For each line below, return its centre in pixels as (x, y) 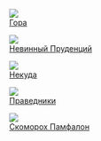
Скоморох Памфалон (50, 127)
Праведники (33, 101)
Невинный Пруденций (51, 48)
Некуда (23, 74)
